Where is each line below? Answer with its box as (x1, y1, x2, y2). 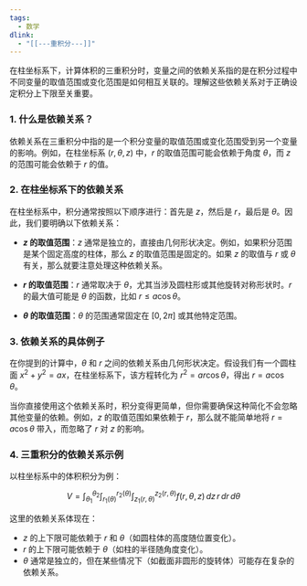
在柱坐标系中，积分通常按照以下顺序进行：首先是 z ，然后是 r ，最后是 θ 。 (9, 206, 285, 217)
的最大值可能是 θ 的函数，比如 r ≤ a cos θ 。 (22, 290, 185, 302)
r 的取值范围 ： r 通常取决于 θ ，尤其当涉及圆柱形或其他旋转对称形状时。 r (22, 279, 292, 290)
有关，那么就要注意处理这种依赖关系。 (22, 260, 167, 271)
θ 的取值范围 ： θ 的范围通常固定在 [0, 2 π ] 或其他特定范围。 (22, 310, 242, 321)
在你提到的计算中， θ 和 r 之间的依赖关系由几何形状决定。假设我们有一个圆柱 (9, 357, 297, 368)
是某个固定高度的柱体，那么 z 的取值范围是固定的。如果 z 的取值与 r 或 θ (22, 248, 296, 259)
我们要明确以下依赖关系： (25, 217, 122, 229)
